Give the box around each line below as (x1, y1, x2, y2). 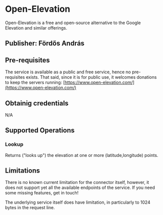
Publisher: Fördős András (5, 39, 85, 48)
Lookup (5, 141, 23, 148)
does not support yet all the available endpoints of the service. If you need (5, 184, 155, 190)
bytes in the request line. (5, 205, 55, 211)
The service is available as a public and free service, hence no (5, 69, 131, 75)
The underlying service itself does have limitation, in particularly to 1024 (5, 199, 151, 205)
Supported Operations (5, 126, 75, 135)
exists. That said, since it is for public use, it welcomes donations (26, 74, 157, 80)
